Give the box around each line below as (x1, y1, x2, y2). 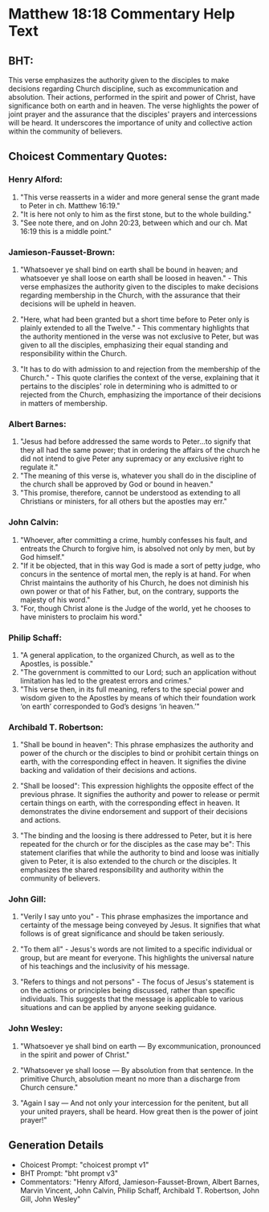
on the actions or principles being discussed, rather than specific (19, 986, 235, 996)
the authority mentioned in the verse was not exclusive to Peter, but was (19, 331, 259, 341)
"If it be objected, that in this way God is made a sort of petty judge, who (19, 561, 261, 570)
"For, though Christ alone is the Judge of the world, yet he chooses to (19, 603, 251, 613)
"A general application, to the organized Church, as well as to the (19, 650, 235, 659)
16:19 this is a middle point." (19, 226, 112, 236)
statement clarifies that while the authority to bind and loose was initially (19, 848, 259, 857)
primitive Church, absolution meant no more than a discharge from (19, 1074, 241, 1083)
